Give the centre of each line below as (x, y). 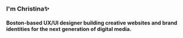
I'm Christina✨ (28, 9)
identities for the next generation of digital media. (69, 29)
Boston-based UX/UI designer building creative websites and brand (92, 23)
